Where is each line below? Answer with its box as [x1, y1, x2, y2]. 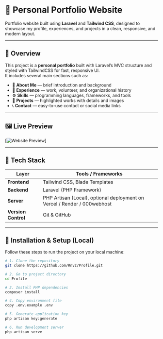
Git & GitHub [43, 211, 71, 218]
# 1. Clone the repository [5, 258, 60, 264]
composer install [5, 289, 40, 294]
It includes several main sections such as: [5, 72, 88, 78]
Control [7, 215, 25, 221]
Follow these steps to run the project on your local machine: [5, 249, 125, 255]
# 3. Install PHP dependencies [5, 285, 68, 290]
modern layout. [5, 31, 35, 36]
